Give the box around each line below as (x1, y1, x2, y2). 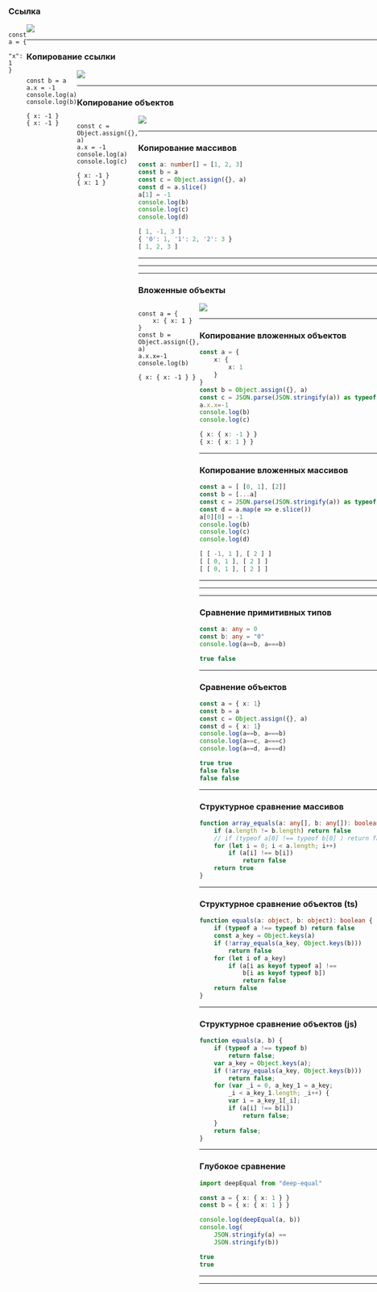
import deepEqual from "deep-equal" (199, 1179, 322, 1187)
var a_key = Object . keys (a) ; (213, 1059, 312, 1067)
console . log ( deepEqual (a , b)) (199, 1216, 300, 1224)
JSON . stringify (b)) (213, 1238, 280, 1246)
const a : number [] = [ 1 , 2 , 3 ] (138, 161, 243, 169)
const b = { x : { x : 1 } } (199, 1201, 290, 1210)
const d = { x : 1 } (199, 722, 262, 730)
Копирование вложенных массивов (199, 464, 349, 475)
